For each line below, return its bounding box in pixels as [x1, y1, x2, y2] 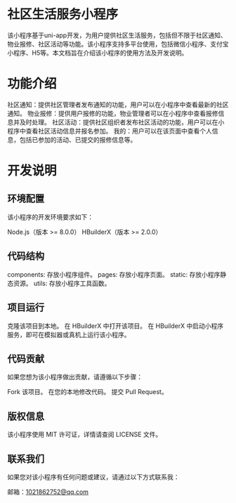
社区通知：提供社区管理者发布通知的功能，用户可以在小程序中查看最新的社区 [7, 100, 229, 109]
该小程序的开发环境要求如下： [7, 212, 93, 221]
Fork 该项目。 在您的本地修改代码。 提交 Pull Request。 [7, 388, 168, 396]
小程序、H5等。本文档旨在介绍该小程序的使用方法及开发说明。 [7, 48, 188, 57]
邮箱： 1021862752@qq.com [7, 488, 89, 496]
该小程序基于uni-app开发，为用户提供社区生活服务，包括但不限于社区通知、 [7, 31, 227, 39]
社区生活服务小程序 [7, 6, 119, 22]
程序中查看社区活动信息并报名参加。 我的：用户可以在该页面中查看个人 [7, 126, 212, 135]
